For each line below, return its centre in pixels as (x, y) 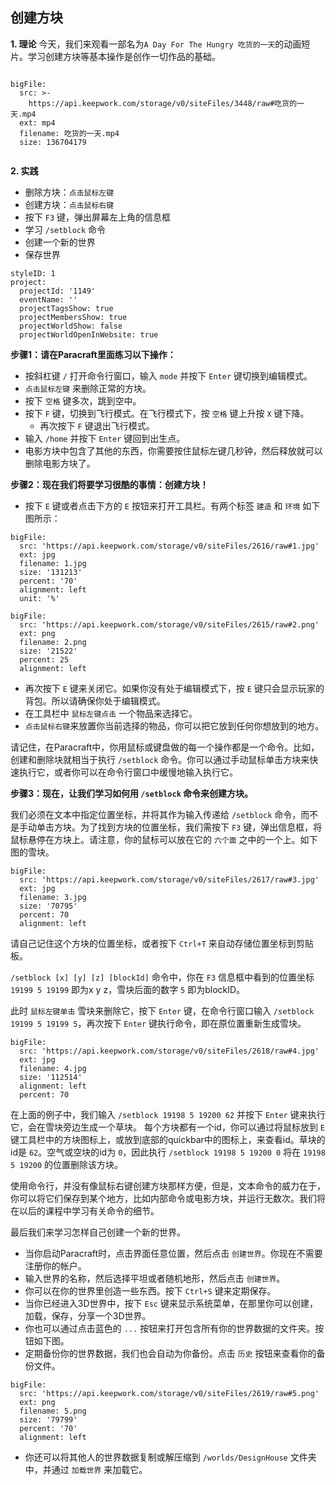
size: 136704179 (53, 142)
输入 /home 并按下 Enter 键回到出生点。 (105, 438)
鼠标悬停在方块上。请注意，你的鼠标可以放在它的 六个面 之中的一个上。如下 (164, 839)
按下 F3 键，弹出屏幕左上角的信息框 (97, 217)
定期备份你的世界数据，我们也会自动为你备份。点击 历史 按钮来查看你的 (170, 1353)
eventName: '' (48, 299)
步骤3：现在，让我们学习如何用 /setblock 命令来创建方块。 (132, 793)
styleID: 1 (33, 273)
